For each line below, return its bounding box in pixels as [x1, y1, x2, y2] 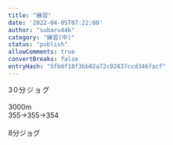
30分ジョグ [8, 85, 51, 94]
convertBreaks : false [8, 56, 79, 63]
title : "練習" [8, 11, 52, 20]
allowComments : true [8, 48, 76, 56]
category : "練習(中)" [8, 33, 75, 42]
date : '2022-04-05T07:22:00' [8, 19, 103, 27]
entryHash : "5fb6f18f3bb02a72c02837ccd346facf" [8, 63, 167, 71]
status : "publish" [8, 41, 68, 49]
